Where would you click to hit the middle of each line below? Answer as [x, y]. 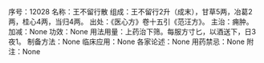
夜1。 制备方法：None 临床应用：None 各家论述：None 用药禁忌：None [126, 41]
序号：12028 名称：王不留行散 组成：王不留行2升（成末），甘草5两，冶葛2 [130, 12]
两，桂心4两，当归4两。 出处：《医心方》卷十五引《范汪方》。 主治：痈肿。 [131, 22]
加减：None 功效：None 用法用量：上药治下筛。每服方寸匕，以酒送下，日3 [132, 31]
